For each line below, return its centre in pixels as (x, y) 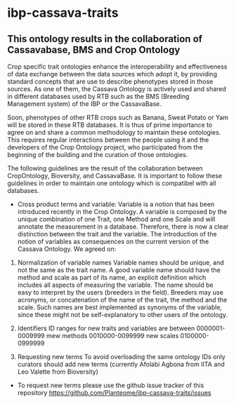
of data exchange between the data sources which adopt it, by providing (112, 74)
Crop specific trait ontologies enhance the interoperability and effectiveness (117, 67)
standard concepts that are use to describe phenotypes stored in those (110, 81)
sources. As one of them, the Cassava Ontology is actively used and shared (117, 89)
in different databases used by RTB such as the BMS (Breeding (98, 96)
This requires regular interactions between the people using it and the (108, 140)
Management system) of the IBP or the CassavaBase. (84, 104)
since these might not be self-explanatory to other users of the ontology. (123, 315)
